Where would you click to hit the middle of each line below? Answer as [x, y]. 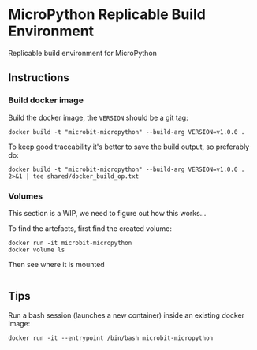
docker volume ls [37, 250]
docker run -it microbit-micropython [70, 243]
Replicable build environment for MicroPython [83, 53]
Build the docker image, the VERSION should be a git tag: [98, 117]
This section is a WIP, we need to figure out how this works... [107, 213]
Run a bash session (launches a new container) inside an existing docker [127, 315]
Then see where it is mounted [56, 264]
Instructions [39, 78]
